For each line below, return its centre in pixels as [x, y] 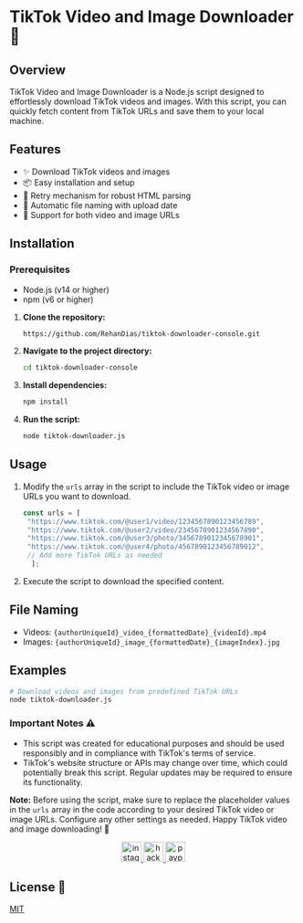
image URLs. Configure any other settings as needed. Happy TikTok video [148, 819]
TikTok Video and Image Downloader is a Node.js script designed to [137, 92]
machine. [27, 121]
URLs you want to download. [77, 496]
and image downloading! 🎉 [60, 829]
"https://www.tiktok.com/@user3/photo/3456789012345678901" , [146, 539]
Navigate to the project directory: [87, 351]
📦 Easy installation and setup [78, 182]
